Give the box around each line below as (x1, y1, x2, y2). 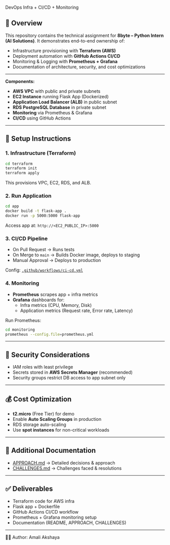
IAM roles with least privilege (12, 364, 73, 370)
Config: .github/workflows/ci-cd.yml (5, 267, 83, 273)
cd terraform (5, 161, 33, 166)
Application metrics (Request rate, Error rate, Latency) (20, 307, 133, 314)
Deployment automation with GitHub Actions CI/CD (12, 53, 120, 59)
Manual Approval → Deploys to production (12, 257, 101, 263)
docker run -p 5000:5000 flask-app (5, 213, 80, 218)
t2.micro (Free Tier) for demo (12, 411, 75, 417)
